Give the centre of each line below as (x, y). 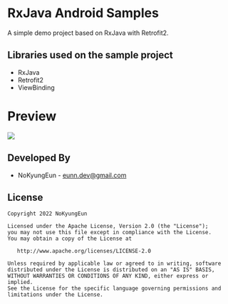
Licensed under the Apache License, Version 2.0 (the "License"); (108, 226)
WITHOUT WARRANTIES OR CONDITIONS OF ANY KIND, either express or (108, 276)
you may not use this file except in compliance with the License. (110, 233)
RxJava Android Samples (83, 13)
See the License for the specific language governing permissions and (114, 289)
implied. (20, 283)
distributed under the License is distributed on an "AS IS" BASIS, (111, 270)
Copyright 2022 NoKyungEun (47, 214)
